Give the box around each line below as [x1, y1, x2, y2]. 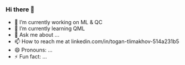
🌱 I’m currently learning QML [14, 25, 85, 32]
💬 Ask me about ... [14, 31, 60, 38]
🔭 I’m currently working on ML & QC [14, 19, 103, 26]
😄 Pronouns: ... [14, 47, 53, 54]
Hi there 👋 [5, 5, 35, 14]
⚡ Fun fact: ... [14, 53, 47, 60]
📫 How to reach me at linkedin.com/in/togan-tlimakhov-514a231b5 [14, 38, 180, 45]
